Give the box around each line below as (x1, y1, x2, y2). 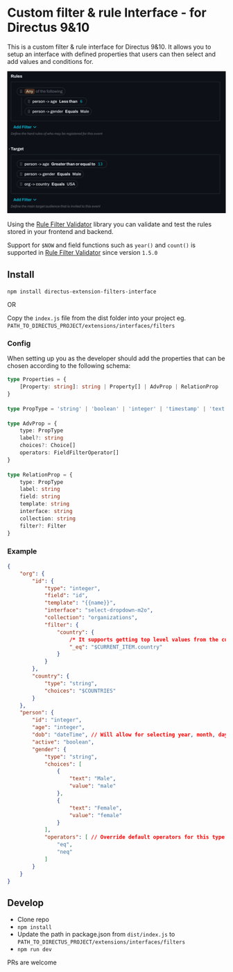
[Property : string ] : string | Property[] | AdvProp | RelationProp (19, 383, 218, 390)
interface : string (19, 508, 73, 515)
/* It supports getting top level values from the (69, 636, 218, 643)
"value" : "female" (69, 812, 123, 819)
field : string (19, 493, 60, 501)
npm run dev (17, 946, 52, 953)
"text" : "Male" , (69, 776, 116, 782)
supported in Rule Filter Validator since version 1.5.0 (7, 249, 158, 257)
